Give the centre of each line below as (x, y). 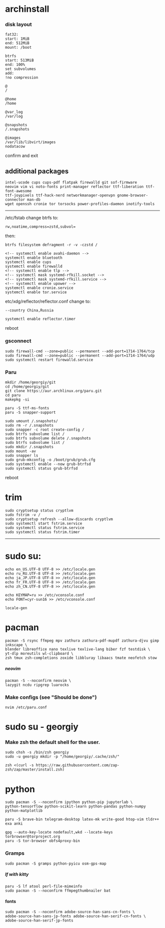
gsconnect (18, 341)
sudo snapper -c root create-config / (45, 430)
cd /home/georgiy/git (27, 387)
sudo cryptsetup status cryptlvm (39, 510)
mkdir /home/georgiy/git (30, 382)
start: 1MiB (17, 39)
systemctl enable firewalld (34, 267)
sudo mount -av (21, 451)
